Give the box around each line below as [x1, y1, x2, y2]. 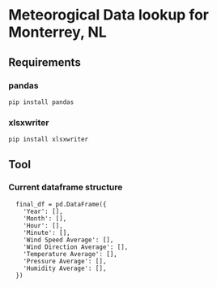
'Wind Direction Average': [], [23, 242, 129, 251]
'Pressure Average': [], [23, 257, 107, 265]
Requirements [8, 55, 81, 69]
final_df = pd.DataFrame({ [15, 200, 107, 208]
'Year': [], [23, 207, 63, 215]
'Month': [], [23, 214, 67, 223]
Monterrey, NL [8, 23, 107, 41]
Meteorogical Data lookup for [8, 6, 209, 24]
